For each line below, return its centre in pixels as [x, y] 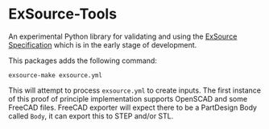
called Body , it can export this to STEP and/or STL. [91, 116]
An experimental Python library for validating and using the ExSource [123, 36]
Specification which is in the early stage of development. [103, 44]
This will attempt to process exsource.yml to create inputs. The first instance [135, 90]
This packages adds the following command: [83, 60]
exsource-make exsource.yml [56, 75]
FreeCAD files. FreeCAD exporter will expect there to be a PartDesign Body [133, 107]
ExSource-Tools [63, 14]
